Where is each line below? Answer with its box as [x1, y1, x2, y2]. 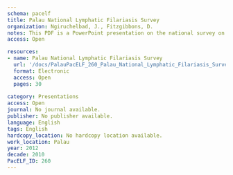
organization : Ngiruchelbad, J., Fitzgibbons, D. [7, 23, 154, 30]
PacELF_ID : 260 [7, 158, 51, 165]
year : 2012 [7, 145, 39, 152]
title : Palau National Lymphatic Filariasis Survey [7, 17, 159, 24]
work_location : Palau [7, 138, 70, 145]
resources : [7, 48, 39, 55]
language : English [7, 119, 60, 126]
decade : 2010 [7, 151, 45, 158]
